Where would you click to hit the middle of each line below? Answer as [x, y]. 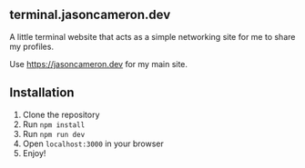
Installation [42, 93]
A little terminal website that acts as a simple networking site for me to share [152, 36]
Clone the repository [61, 114]
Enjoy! [34, 153]
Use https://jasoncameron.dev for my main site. [99, 64]
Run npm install [54, 124]
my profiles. [32, 46]
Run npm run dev [54, 133]
